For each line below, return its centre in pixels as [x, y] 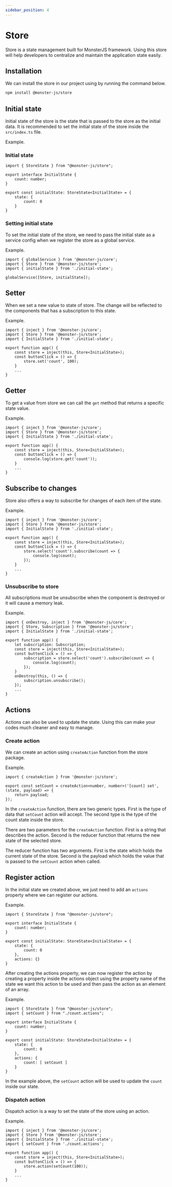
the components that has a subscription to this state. [61, 311]
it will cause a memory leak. [35, 603]
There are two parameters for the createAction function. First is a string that [86, 829]
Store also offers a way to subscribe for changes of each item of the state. [84, 501]
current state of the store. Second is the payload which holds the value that [85, 856]
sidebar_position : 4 [27, 10]
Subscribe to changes [41, 488]
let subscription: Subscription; [50, 645]
